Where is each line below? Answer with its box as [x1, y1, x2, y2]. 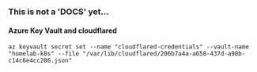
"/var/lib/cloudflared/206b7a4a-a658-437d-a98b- [82, 50, 246, 58]
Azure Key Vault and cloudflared [8, 26, 117, 35]
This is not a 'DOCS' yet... [8, 6, 109, 17]
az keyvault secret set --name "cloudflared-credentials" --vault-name [8, 43, 249, 51]
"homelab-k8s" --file [8, 50, 80, 58]
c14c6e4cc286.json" [8, 57, 73, 65]
